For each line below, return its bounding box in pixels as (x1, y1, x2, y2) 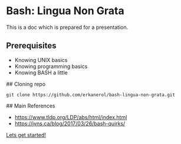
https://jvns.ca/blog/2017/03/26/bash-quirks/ (14, 120, 126, 127)
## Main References (6, 102, 55, 109)
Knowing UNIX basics (14, 56, 68, 63)
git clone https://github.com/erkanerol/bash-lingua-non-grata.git (6, 91, 176, 98)
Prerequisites (6, 41, 57, 51)
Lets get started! (6, 131, 46, 138)
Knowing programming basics (14, 63, 88, 70)
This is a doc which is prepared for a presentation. (6, 24, 129, 31)
